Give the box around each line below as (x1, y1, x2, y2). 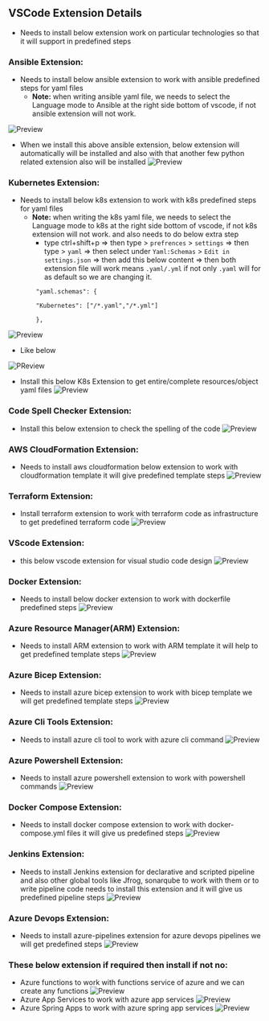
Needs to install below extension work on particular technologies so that (19, 27, 259, 37)
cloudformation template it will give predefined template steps (19, 470, 226, 480)
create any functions (19, 986, 89, 996)
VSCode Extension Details (8, 6, 143, 20)
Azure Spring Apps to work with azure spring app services (19, 1003, 214, 1013)
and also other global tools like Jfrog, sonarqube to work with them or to (19, 875, 259, 885)
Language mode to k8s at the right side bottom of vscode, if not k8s (31, 221, 258, 231)
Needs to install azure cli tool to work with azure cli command (19, 735, 224, 744)
